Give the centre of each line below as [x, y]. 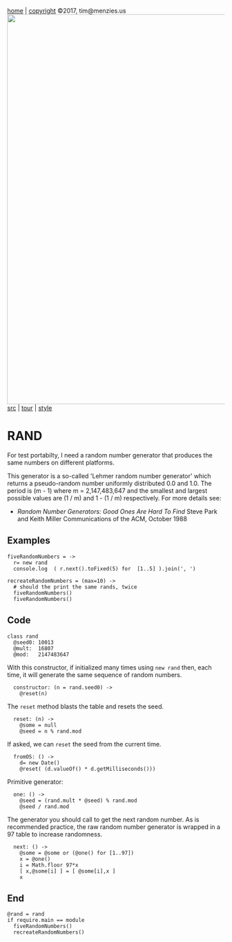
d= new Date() [40, 762]
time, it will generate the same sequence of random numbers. [95, 674]
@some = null [38, 725]
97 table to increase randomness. [55, 834]
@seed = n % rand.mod [50, 731]
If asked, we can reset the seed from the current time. [84, 744]
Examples [29, 541]
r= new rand [31, 562]
